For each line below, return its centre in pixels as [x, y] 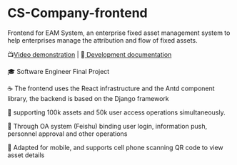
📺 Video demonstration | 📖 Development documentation [90, 54]
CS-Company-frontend [77, 13]
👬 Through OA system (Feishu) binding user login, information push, [107, 126]
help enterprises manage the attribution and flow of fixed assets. [102, 40]
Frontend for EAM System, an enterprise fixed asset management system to [119, 33]
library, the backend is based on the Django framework [88, 98]
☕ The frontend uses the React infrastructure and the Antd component [111, 88]
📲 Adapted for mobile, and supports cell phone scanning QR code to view [115, 147]
